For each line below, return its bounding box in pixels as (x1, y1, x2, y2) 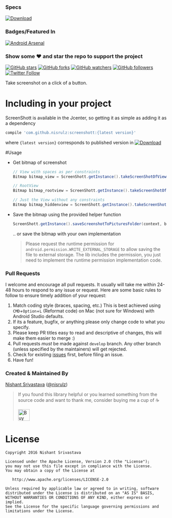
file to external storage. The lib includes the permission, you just (25, 251, 161, 257)
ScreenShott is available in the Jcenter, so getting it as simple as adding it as (5, 115, 167, 121)
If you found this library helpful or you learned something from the (17, 392, 158, 398)
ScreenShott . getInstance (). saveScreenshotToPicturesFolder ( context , (12, 221, 162, 227)
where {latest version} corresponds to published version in (5, 139, 134, 145)
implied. (5, 499, 24, 505)
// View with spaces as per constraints (12, 169, 100, 174)
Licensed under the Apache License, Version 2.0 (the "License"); (5, 459, 150, 465)
